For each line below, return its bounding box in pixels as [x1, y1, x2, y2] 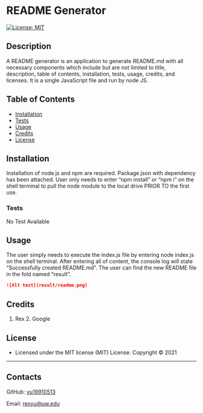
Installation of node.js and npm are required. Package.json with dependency [6, 170, 196, 177]
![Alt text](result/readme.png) [6, 282, 88, 288]
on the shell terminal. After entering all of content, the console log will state [6, 258, 193, 265]
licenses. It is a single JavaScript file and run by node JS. [6, 76, 149, 84]
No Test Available [6, 217, 50, 225]
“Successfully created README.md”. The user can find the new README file [6, 264, 197, 271]
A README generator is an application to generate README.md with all [6, 57, 184, 64]
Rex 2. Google [14, 316, 50, 323]
